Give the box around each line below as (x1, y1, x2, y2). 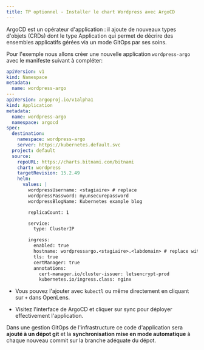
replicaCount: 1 (28, 209, 69, 216)
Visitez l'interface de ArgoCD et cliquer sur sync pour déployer (15, 306, 172, 313)
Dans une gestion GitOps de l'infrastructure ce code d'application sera (6, 324, 183, 331)
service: (28, 220, 50, 227)
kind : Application (6, 102, 53, 108)
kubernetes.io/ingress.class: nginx (38, 276, 132, 283)
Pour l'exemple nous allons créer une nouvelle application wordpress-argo (6, 50, 191, 58)
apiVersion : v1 (6, 68, 45, 75)
